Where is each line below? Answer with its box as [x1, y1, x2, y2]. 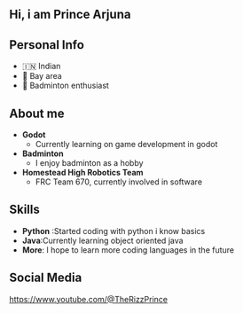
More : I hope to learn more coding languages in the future [21, 244, 235, 255]
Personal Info [9, 37, 84, 52]
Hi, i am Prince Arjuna [9, 7, 131, 22]
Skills [9, 202, 40, 217]
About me [9, 106, 65, 121]
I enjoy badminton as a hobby [35, 158, 144, 168]
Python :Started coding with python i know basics [21, 225, 206, 236]
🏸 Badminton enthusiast [21, 80, 109, 91]
